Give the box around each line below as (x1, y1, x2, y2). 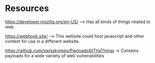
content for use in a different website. (5, 38, 80, 44)
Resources (5, 3, 49, 14)
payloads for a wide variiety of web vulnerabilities (5, 52, 105, 58)
